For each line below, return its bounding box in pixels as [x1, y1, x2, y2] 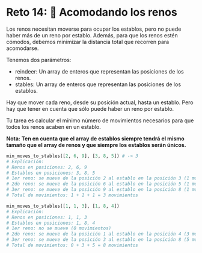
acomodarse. [6, 45, 39, 52]
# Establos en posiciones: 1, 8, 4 [6, 220, 96, 226]
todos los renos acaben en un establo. [6, 123, 101, 130]
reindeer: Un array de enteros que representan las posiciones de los [14, 67, 185, 75]
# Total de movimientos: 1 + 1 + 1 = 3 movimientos [6, 192, 138, 198]
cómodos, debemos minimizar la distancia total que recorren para [6, 38, 170, 45]
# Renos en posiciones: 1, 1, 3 [6, 214, 87, 220]
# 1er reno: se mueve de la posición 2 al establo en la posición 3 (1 [6, 175, 189, 181]
